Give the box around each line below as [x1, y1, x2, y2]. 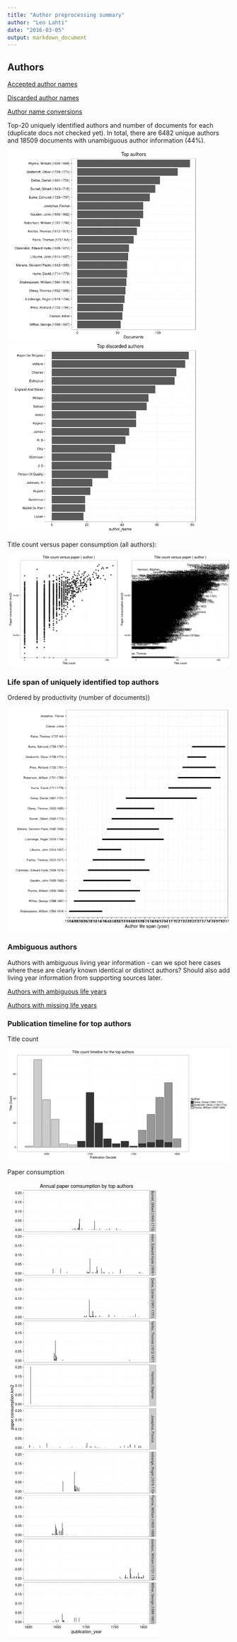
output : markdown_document [7, 34, 87, 41]
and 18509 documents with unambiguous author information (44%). [7, 136, 206, 145]
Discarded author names [7, 94, 79, 102]
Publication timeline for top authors [7, 1018, 132, 1028]
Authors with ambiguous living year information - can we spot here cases [7, 958, 221, 966]
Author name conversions [7, 107, 83, 116]
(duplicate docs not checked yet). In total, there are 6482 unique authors [7, 128, 219, 138]
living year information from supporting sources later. [7, 973, 163, 982]
